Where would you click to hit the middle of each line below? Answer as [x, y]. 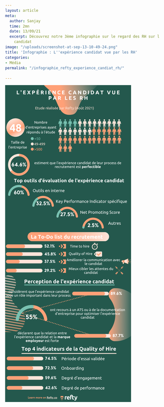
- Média [13, 63]
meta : [11, 16]
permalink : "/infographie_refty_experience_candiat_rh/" [65, 68]
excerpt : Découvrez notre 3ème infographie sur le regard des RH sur [82, 37]
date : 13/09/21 [25, 31]
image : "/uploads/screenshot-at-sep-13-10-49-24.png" [62, 47]
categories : [17, 57]
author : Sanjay [25, 21]
